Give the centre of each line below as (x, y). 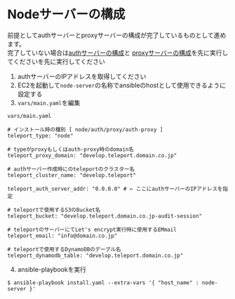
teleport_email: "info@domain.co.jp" (62, 236)
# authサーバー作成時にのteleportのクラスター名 (71, 169)
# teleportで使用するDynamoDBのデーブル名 (64, 249)
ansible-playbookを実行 (52, 269)
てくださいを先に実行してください (56, 61)
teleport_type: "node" (40, 135)
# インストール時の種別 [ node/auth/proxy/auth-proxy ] (85, 129)
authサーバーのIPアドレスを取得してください (82, 76)
